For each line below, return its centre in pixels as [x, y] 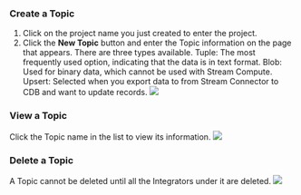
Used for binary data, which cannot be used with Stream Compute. [147, 72]
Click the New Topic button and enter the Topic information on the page [157, 43]
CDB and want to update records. [85, 93]
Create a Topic [42, 14]
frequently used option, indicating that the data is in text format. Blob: [152, 63]
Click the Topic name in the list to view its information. [110, 136]
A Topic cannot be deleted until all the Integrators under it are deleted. [141, 180]
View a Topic [39, 116]
